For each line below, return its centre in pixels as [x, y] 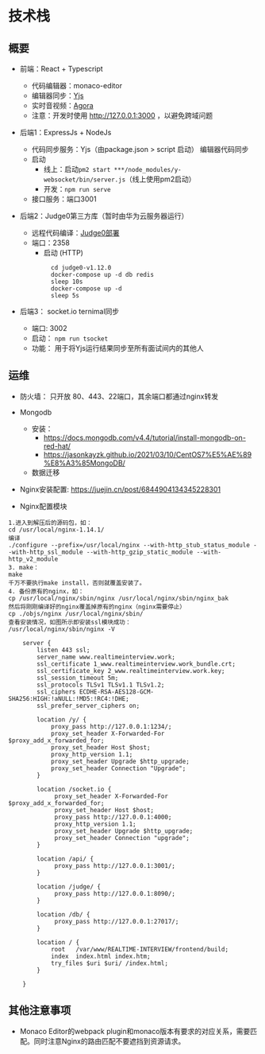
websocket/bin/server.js [84, 180]
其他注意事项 [40, 1011]
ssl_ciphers [57, 692]
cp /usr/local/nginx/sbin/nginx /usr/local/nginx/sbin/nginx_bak [118, 598]
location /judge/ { [69, 887]
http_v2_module [33, 559]
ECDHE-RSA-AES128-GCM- [117, 692]
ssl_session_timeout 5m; [78, 678]
